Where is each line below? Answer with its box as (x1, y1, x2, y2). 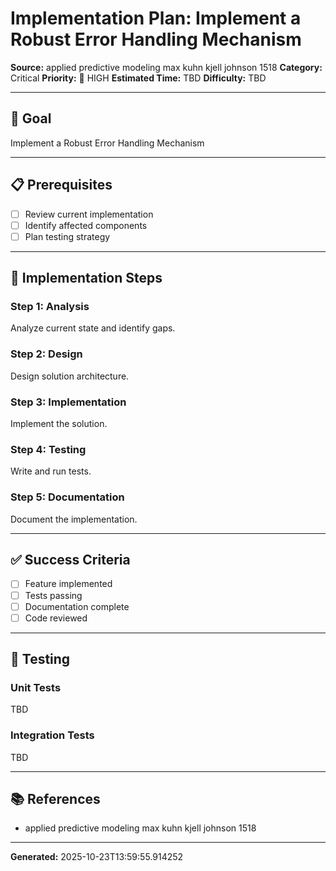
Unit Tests (10, 681, 62, 694)
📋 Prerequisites (10, 177, 113, 194)
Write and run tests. (10, 465, 92, 477)
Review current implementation (24, 208, 154, 220)
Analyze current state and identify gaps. (10, 322, 176, 334)
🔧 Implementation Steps (10, 270, 163, 287)
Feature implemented (24, 578, 113, 590)
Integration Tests (10, 728, 95, 742)
